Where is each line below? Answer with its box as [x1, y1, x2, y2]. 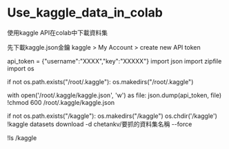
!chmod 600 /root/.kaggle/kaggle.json [7, 98, 115, 106]
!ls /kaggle [7, 133, 37, 142]
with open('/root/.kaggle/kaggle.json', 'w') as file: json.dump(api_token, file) [7, 91, 222, 99]
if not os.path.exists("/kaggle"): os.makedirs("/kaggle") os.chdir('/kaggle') [7, 112, 217, 120]
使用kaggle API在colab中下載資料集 [7, 28, 108, 37]
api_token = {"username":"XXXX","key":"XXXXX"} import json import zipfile [7, 57, 222, 65]
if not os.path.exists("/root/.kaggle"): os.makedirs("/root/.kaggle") [7, 77, 194, 86]
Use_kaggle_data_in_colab [7, 5, 163, 21]
